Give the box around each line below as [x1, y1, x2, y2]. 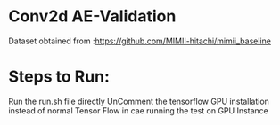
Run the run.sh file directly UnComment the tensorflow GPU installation [8, 96, 269, 106]
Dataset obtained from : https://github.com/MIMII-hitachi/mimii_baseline [8, 35, 271, 46]
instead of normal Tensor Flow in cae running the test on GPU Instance [8, 105, 268, 116]
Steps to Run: [8, 66, 111, 87]
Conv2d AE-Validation [8, 6, 177, 27]
